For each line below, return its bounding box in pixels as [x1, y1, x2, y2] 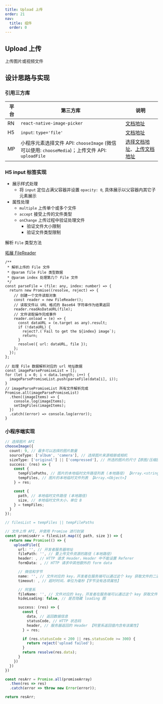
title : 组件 [9, 20, 33, 26]
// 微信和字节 [17, 569, 43, 574]
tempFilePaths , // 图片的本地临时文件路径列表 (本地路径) [17, 471, 125, 476]
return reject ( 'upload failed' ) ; [26, 641, 95, 646]
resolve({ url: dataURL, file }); [17, 341, 88, 347]
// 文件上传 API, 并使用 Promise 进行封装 [5, 529, 84, 534]
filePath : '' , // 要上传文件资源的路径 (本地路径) [17, 551, 113, 557]
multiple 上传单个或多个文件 [19, 205, 77, 211]
